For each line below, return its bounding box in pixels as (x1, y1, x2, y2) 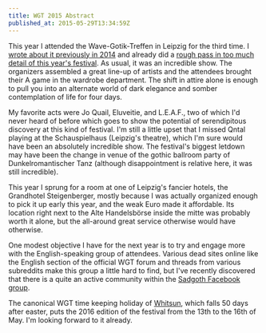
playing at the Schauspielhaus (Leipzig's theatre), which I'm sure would (8, 133, 244, 142)
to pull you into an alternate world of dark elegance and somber (8, 83, 218, 93)
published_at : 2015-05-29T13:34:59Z (8, 19, 130, 27)
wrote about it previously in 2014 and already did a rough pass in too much (8, 50, 254, 59)
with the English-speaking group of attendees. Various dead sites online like (8, 248, 259, 258)
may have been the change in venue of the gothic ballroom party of (8, 149, 230, 160)
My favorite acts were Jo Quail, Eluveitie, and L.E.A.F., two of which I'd (8, 107, 240, 117)
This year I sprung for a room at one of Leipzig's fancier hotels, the (8, 182, 228, 192)
